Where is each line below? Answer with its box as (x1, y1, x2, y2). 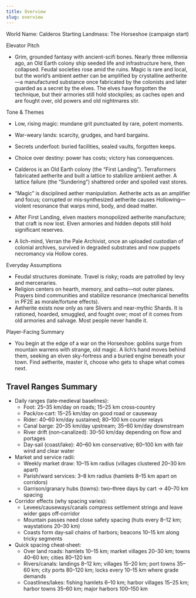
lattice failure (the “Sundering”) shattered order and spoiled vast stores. (14, 178, 188, 185)
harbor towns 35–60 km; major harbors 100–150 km (23, 585, 148, 593)
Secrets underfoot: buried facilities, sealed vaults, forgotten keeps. (14, 143, 176, 150)
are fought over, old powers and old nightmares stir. (14, 97, 140, 104)
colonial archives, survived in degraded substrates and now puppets (14, 244, 181, 251)
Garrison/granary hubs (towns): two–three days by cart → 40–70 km (23, 485, 189, 492)
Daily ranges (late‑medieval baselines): (14, 397, 109, 405)
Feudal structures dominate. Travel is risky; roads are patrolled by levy (14, 272, 185, 280)
